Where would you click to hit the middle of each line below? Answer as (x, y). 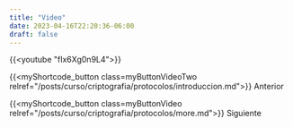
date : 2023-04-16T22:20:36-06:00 (72, 26)
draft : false (34, 34)
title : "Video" (38, 17)
